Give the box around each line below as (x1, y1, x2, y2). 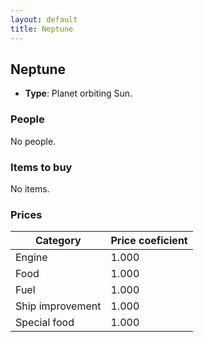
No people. (10, 135, 57, 147)
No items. (10, 182, 50, 195)
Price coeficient (110, 234, 188, 248)
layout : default (10, 14, 78, 25)
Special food (15, 316, 75, 330)
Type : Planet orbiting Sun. (24, 87, 133, 100)
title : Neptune (10, 24, 74, 34)
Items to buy (10, 160, 73, 174)
